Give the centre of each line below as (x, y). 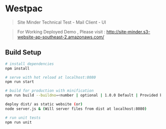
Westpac (24, 9)
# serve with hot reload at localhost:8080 (51, 77)
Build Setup (23, 52)
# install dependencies (30, 64)
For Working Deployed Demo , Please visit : (61, 32)
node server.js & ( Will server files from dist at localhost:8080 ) (76, 109)
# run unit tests (23, 118)
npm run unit (19, 122)
